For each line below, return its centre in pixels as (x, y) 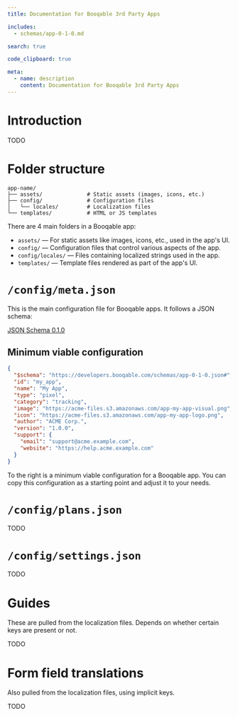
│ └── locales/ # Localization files (79, 207)
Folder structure (56, 169)
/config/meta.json (61, 290)
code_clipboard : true (39, 59)
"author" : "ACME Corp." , (50, 422)
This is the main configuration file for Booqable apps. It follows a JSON (111, 308)
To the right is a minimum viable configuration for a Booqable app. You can (117, 475)
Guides (29, 603)
